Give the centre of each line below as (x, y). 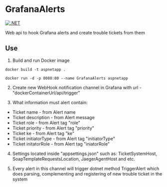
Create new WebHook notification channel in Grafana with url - (77, 87)
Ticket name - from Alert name (44, 112)
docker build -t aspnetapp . (35, 69)
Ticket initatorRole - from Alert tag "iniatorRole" (61, 144)
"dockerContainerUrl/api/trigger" (46, 93)
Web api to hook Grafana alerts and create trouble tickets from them (75, 32)
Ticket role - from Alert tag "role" (46, 123)
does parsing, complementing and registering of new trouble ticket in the (87, 174)
